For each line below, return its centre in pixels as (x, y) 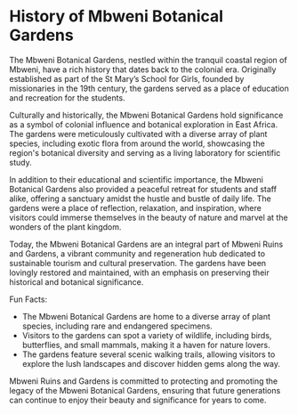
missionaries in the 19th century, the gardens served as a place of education (149, 88)
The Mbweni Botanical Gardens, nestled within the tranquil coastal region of (148, 60)
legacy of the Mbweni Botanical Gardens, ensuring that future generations (145, 390)
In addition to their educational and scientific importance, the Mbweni (137, 179)
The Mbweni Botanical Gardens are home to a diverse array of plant (146, 316)
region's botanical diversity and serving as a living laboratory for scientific (145, 152)
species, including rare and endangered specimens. (117, 326)
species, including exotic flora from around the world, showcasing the (137, 143)
